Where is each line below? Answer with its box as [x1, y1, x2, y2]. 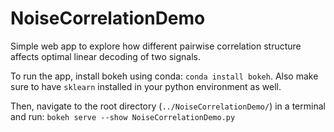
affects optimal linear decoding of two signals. [10, 50, 202, 62]
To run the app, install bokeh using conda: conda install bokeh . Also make [10, 70, 319, 82]
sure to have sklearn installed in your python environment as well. [10, 80, 282, 92]
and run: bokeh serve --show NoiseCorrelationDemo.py [10, 110, 236, 122]
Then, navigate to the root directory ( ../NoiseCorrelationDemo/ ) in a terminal [10, 100, 326, 112]
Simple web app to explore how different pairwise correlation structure [10, 40, 302, 52]
